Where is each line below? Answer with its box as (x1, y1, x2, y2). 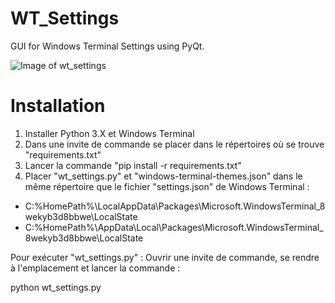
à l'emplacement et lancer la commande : (10, 262, 181, 274)
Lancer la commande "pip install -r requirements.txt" (24, 159, 242, 171)
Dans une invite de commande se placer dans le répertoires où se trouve (24, 138, 325, 150)
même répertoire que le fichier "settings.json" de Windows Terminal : (24, 180, 310, 192)
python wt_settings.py (10, 281, 102, 293)
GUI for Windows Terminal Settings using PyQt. (10, 40, 205, 52)
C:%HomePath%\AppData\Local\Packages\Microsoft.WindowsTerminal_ (24, 221, 324, 233)
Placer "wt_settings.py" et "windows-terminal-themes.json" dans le (24, 170, 303, 182)
